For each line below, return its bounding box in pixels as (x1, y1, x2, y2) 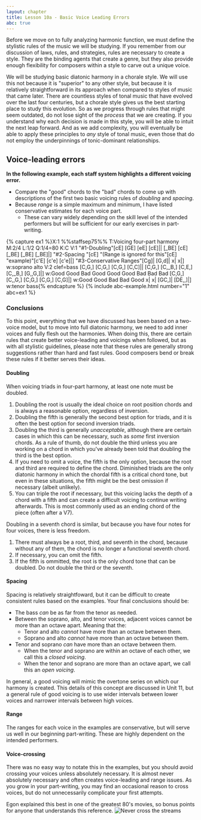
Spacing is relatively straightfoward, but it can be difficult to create (6, 591, 170, 598)
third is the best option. (14, 452, 72, 459)
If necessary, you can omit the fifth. (14, 551, 103, 558)
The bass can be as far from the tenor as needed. (14, 609, 138, 616)
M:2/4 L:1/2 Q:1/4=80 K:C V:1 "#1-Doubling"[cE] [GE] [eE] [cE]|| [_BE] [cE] (6, 244, 188, 252)
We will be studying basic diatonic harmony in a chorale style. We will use (6, 73, 188, 81)
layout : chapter (6, 8, 47, 15)
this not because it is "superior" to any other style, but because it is (6, 80, 172, 87)
